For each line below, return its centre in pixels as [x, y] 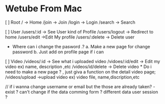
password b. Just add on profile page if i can [58, 52]
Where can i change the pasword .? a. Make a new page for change [81, 46]
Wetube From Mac [44, 9]
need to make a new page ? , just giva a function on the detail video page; [81, 71]
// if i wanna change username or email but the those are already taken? [79, 86]
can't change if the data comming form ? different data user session [89, 92]
